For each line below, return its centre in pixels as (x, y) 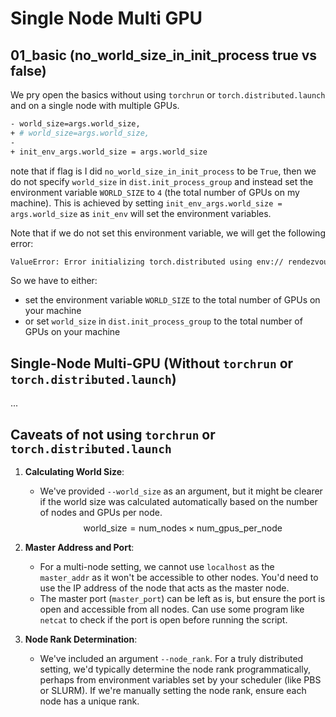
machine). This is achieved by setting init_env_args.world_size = (146, 203)
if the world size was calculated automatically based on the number (178, 501)
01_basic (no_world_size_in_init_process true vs (164, 55)
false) (28, 70)
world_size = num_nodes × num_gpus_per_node (183, 528)
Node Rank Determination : (81, 639)
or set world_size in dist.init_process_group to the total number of (163, 321)
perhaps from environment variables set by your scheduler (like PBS (180, 680)
